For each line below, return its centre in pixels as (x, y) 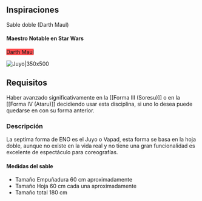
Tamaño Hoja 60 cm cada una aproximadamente (76, 186)
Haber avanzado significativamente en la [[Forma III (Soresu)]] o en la (93, 97)
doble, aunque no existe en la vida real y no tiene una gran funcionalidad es (101, 146)
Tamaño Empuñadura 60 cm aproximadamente (74, 180)
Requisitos (27, 83)
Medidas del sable (30, 166)
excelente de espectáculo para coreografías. (62, 152)
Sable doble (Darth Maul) (38, 24)
